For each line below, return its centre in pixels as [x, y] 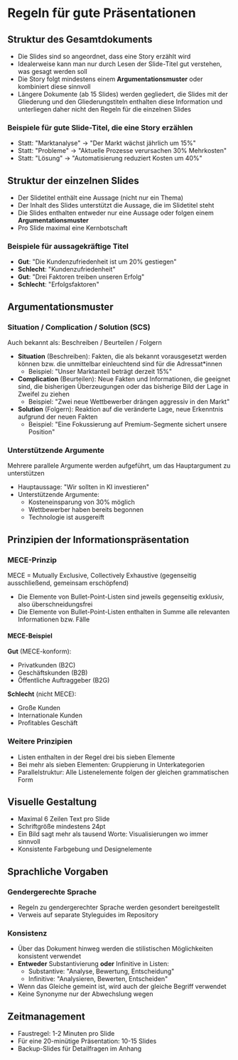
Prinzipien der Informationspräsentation [98, 539]
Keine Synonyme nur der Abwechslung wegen [85, 994]
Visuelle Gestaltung [52, 802]
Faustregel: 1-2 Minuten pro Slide [66, 1034]
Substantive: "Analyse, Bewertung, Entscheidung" [101, 971]
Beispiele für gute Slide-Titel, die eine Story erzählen [100, 127]
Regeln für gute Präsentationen [102, 13]
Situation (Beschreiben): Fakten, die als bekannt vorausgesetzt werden [122, 356]
